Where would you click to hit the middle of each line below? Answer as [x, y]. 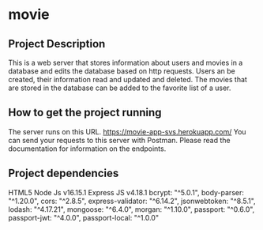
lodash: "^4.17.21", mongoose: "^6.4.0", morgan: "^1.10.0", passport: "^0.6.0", [131, 209]
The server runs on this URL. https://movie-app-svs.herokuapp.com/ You [127, 131]
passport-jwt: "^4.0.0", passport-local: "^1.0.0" [84, 217]
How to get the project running [85, 113]
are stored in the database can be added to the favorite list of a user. [120, 88]
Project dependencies [64, 173]
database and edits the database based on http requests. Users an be [122, 71]
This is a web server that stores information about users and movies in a [126, 62]
